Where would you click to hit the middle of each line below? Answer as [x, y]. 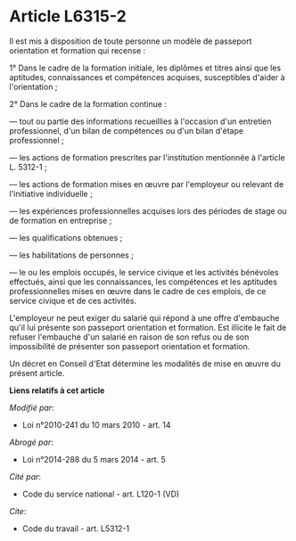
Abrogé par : [31, 442]
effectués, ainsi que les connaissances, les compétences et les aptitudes [144, 282]
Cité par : [25, 476]
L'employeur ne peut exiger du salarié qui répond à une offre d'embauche [144, 317]
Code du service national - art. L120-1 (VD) [101, 494]
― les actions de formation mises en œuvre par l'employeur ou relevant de [147, 184]
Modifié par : [32, 407]
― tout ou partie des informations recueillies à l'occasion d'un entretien [140, 121]
